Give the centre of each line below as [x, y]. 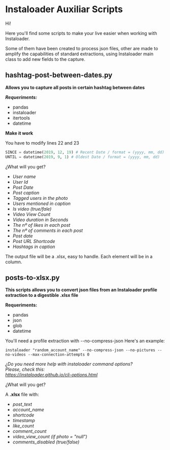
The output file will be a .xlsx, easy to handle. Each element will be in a [79, 256]
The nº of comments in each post [48, 230]
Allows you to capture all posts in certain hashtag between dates [75, 87]
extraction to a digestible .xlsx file [42, 295]
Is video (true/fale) [32, 209]
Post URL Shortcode [34, 241]
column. [14, 262]
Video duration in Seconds [40, 220]
